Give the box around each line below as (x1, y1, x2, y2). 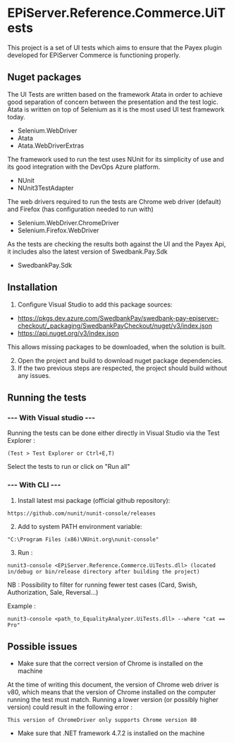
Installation (7, 281, 58, 294)
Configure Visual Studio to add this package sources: (17, 300, 173, 309)
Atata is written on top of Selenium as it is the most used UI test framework (7, 105, 225, 114)
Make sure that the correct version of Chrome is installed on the (17, 659, 203, 668)
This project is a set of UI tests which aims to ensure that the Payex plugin (7, 43, 222, 52)
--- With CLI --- (7, 480, 61, 490)
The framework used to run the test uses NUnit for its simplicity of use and (7, 155, 224, 163)
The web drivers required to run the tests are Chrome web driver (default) (7, 197, 222, 206)
